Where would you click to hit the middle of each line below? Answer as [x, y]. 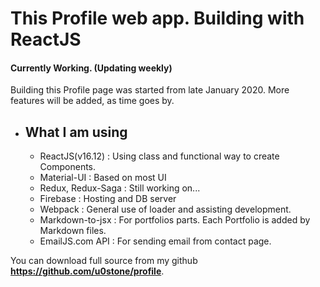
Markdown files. [73, 231]
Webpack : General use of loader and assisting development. [165, 209]
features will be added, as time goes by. [92, 101]
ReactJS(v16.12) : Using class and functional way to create [159, 156]
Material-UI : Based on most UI [103, 178]
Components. [68, 167]
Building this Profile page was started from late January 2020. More [150, 90]
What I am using [76, 132]
